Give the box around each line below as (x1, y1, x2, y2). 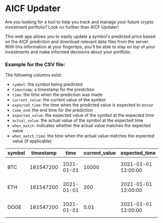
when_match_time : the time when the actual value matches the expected (12, 133, 154, 139)
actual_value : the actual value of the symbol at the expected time (12, 117, 144, 124)
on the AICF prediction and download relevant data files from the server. (5, 38, 149, 44)
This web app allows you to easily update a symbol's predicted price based (5, 33, 156, 39)
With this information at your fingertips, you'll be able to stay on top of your (5, 44, 155, 49)
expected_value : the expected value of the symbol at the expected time (12, 112, 154, 118)
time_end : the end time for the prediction (12, 107, 93, 113)
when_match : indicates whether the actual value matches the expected (12, 123, 151, 128)
